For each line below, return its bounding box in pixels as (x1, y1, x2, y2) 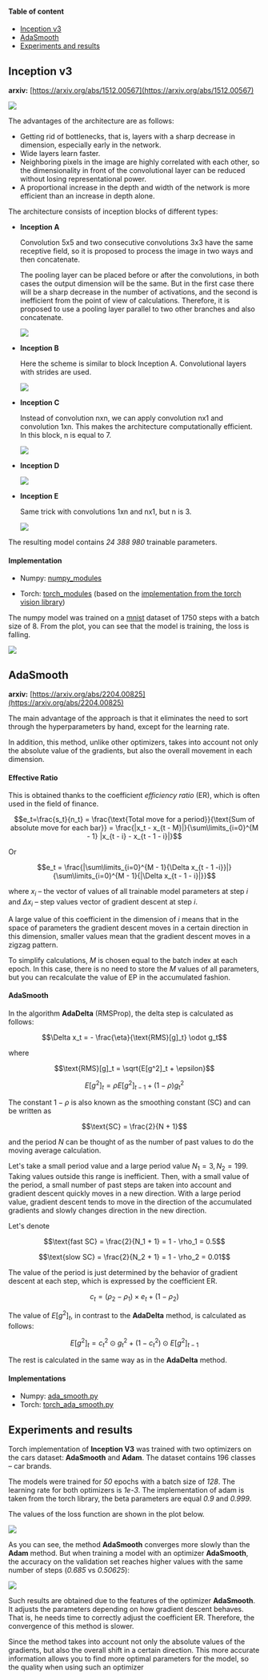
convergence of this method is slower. (8, 1622, 134, 1630)
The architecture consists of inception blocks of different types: (8, 206, 218, 216)
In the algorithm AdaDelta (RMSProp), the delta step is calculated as (8, 1008, 234, 1018)
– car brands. (8, 1461, 52, 1470)
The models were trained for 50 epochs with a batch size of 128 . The (8, 1477, 236, 1486)
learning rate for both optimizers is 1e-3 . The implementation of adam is (8, 1486, 245, 1494)
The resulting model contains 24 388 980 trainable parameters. (8, 537, 218, 547)
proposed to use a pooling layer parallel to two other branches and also (19, 304, 256, 314)
